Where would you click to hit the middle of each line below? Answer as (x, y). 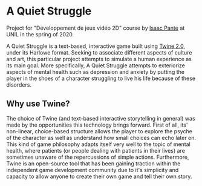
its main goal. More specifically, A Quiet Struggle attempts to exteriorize (96, 65)
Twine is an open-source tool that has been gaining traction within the (93, 163)
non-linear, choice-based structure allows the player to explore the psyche (99, 131)
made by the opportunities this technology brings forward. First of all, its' (97, 125)
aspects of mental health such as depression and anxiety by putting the (95, 71)
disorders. (19, 85)
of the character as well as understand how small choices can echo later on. (101, 138)
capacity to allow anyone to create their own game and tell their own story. (99, 176)
